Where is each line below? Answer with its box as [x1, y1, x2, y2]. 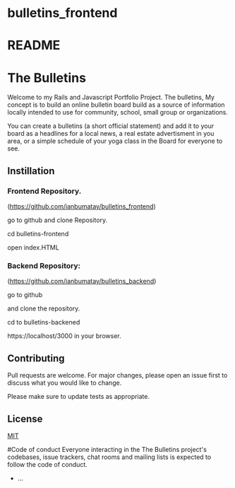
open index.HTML [7, 243, 60, 252]
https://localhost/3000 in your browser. [7, 332, 121, 340]
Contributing [7, 352, 65, 364]
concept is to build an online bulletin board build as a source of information [7, 100, 225, 109]
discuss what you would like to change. [7, 378, 122, 387]
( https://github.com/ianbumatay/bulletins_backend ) [7, 277, 157, 286]
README [7, 37, 61, 54]
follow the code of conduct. [7, 460, 88, 468]
